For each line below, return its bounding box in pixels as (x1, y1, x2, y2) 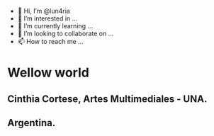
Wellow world (7, 64, 90, 81)
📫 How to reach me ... (17, 38, 84, 45)
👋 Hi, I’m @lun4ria (17, 7, 71, 15)
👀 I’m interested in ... (17, 14, 78, 23)
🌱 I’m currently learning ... (17, 22, 94, 30)
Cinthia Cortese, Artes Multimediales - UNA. (7, 93, 208, 105)
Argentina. (7, 117, 56, 129)
